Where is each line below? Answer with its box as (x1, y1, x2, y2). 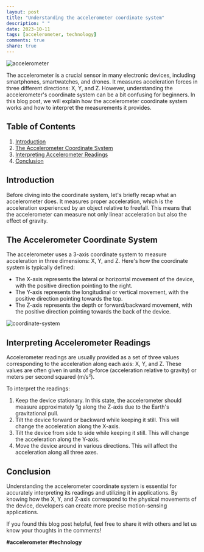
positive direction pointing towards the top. (15, 295, 123, 303)
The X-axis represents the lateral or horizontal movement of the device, (15, 276, 195, 283)
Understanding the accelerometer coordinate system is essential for (6, 482, 177, 490)
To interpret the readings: (6, 385, 70, 392)
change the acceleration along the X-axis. (15, 423, 121, 430)
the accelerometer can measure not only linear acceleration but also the (6, 210, 187, 218)
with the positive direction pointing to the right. (15, 282, 133, 290)
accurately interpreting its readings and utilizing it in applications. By (6, 489, 178, 496)
